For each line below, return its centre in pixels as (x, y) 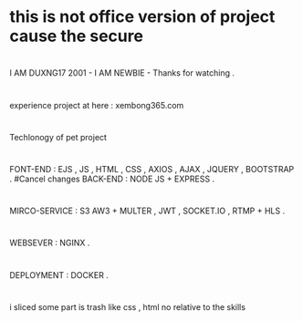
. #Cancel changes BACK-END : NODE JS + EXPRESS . (112, 179)
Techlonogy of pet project (58, 137)
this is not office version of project (142, 17)
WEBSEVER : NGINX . (50, 243)
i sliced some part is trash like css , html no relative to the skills (128, 306)
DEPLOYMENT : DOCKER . (59, 274)
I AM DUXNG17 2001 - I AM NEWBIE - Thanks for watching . (122, 73)
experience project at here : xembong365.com (97, 105)
